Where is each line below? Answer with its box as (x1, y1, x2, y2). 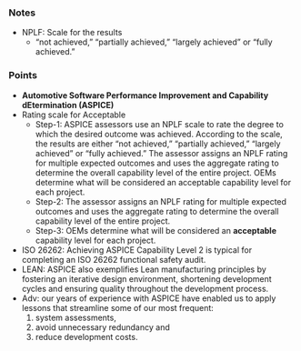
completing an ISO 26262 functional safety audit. (21, 254, 206, 265)
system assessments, (35, 312, 117, 323)
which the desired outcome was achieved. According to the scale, (35, 128, 283, 139)
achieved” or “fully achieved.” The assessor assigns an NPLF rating (35, 147, 288, 158)
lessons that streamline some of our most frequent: (21, 302, 215, 313)
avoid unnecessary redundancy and (35, 321, 170, 333)
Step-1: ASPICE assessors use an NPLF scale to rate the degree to (35, 118, 284, 129)
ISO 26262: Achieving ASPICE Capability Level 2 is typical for (21, 244, 252, 256)
